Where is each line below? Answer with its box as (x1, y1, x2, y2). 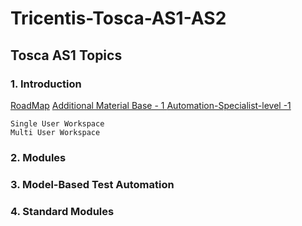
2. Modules (10, 150, 67, 164)
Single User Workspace (10, 118, 105, 129)
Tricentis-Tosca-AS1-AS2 (10, 7, 227, 30)
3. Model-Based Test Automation (10, 177, 175, 191)
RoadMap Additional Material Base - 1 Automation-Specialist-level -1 (10, 99, 292, 111)
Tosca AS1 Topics (10, 47, 123, 64)
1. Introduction (10, 77, 82, 91)
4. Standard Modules (10, 204, 115, 218)
